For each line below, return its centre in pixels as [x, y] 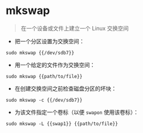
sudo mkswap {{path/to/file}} [44, 76]
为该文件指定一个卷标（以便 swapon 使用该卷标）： [76, 112]
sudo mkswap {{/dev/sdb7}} [40, 52]
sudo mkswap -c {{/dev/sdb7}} [44, 100]
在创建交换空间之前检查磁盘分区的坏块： [65, 88]
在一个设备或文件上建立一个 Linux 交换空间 [75, 28]
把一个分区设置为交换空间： [50, 41]
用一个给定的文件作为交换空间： [55, 65]
